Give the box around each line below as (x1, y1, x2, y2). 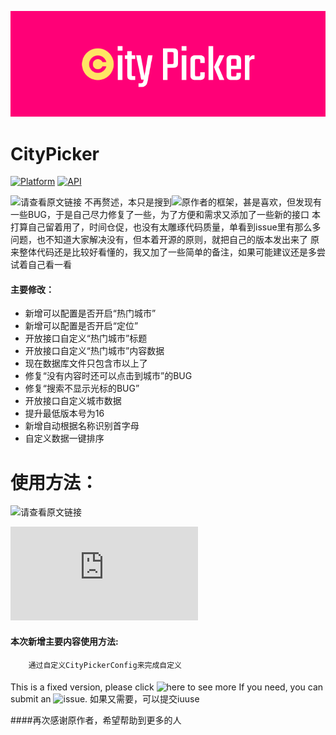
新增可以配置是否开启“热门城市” (24, 307, 157, 320)
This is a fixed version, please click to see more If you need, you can (10, 681, 324, 693)
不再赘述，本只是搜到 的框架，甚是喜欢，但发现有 (83, 196, 322, 208)
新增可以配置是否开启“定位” (24, 320, 139, 332)
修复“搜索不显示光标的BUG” (24, 382, 140, 395)
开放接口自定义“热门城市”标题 (24, 332, 148, 345)
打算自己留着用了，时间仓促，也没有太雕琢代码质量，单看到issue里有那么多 (10, 221, 322, 233)
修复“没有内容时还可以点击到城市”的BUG (24, 370, 193, 382)
